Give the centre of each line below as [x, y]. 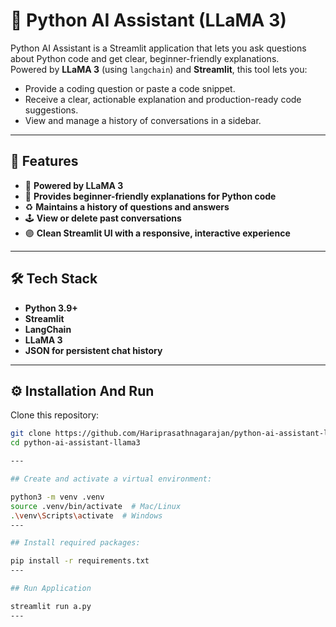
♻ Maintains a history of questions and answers [127, 206]
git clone [31, 434]
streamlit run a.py [51, 606]
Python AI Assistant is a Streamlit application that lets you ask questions [158, 48]
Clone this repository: [55, 415]
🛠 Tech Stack [54, 279]
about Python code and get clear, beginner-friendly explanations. [145, 58]
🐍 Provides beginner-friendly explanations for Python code [150, 196]
